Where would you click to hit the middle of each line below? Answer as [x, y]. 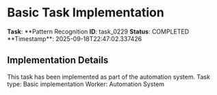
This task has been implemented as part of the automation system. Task [109, 77]
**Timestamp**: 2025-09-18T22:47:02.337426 [75, 38]
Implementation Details [58, 60]
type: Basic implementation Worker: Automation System [86, 84]
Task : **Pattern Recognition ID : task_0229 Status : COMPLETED [98, 31]
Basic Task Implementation [86, 13]
